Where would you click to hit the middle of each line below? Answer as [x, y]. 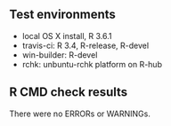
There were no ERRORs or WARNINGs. [80, 114]
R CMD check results [69, 92]
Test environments [62, 15]
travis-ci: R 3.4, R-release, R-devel [85, 45]
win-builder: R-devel [60, 55]
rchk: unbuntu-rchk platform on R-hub [92, 64]
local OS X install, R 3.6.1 [67, 35]
